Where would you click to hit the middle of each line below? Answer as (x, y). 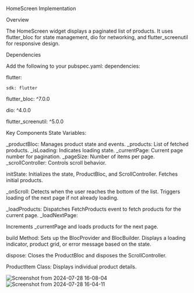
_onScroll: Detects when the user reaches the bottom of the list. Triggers (93, 191)
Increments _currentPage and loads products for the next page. (82, 226)
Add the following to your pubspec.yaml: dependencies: (73, 66)
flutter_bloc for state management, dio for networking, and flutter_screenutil (97, 37)
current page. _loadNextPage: (42, 215)
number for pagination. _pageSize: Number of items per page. (81, 156)
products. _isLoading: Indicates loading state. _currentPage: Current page (95, 150)
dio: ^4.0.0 (18, 110)
